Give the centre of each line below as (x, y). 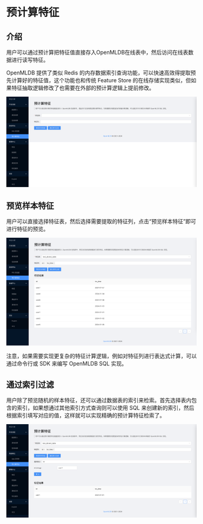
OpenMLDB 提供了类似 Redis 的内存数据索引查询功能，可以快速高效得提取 (98, 73)
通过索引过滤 (30, 385)
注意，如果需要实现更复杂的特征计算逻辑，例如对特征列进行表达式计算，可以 (101, 356)
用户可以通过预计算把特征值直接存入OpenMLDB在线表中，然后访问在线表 (97, 52)
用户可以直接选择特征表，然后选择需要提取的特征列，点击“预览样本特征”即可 (101, 221)
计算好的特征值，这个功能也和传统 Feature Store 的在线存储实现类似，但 (101, 80)
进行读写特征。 (30, 60)
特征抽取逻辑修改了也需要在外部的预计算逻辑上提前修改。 (83, 88)
